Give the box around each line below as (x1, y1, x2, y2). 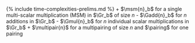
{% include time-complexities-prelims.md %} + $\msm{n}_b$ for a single (6, 6, 182, 12)
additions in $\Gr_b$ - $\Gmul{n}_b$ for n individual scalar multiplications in (6, 18, 189, 24)
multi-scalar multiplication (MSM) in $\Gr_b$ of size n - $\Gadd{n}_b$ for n (6, 12, 187, 19)
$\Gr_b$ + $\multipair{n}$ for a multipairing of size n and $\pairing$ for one (6, 24, 189, 31)
